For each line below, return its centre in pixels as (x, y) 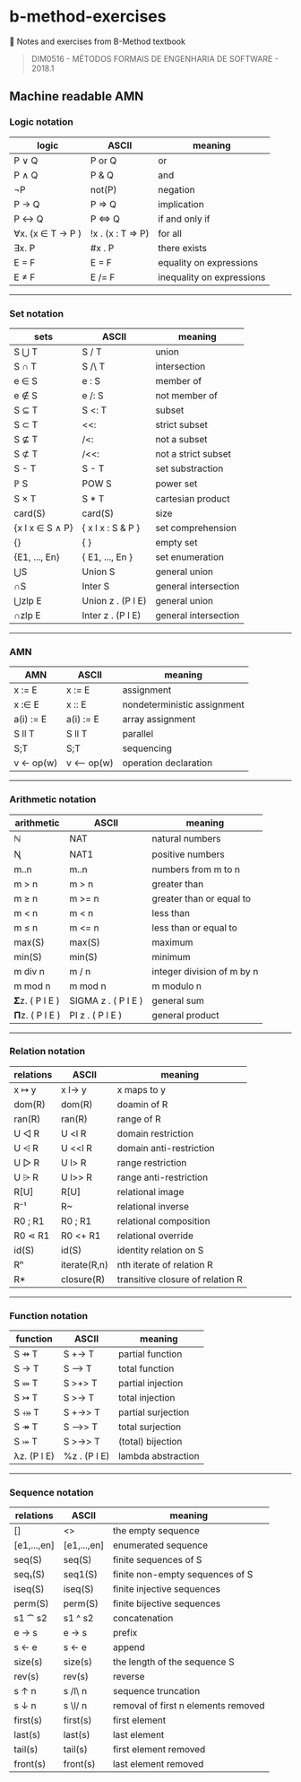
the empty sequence (156, 1531)
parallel (138, 734)
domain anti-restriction (166, 1148)
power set (176, 484)
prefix (125, 1633)
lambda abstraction (159, 1456)
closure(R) (83, 1279)
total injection (146, 1398)
